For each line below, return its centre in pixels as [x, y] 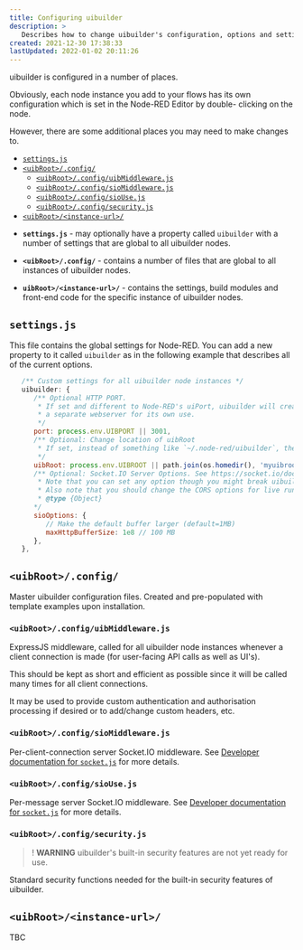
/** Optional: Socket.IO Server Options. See [120, 474]
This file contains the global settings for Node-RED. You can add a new [141, 345]
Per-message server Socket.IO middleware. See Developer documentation [148, 803]
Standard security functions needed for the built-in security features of [141, 880]
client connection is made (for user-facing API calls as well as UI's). [135, 657]
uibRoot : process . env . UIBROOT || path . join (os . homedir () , [144, 465]
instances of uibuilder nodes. [76, 270]
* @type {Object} [70, 499]
